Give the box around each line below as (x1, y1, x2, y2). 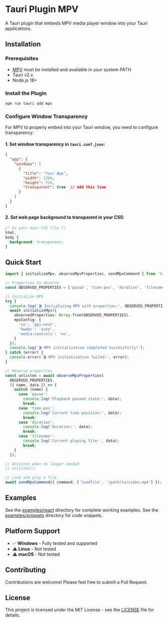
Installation (5, 40, 41, 49)
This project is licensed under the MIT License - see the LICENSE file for (5, 607, 154, 613)
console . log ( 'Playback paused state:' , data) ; (23, 396, 122, 402)
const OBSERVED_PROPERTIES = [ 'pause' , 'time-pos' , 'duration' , (5, 285, 142, 290)
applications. (5, 25, 31, 31)
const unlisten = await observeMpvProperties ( (5, 373, 104, 378)
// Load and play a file (5, 475, 57, 480)
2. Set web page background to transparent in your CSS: (5, 214, 125, 220)
